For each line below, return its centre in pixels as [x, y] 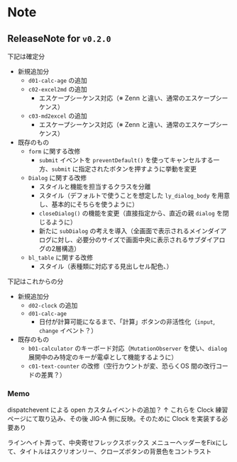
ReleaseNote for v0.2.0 [59, 39]
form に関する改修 [54, 151]
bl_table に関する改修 [61, 257]
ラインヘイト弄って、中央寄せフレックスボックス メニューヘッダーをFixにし [118, 443]
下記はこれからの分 [35, 281]
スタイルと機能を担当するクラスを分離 [95, 186]
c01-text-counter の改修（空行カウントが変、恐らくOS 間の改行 [122, 366]
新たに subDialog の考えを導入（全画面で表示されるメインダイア [133, 231]
